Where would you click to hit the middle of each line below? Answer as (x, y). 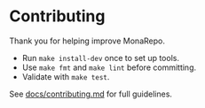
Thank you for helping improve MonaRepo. (87, 41)
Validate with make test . (66, 76)
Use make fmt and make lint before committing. (109, 67)
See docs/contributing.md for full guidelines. (91, 94)
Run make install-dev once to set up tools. (101, 58)
